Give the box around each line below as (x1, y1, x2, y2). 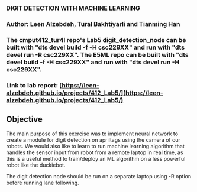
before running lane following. (6, 179, 79, 186)
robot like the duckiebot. (6, 161, 66, 168)
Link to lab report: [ (6, 81, 62, 89)
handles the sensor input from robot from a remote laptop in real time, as (6, 149, 183, 156)
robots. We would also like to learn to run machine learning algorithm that (6, 142, 185, 149)
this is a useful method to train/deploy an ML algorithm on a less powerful (6, 155, 186, 162)
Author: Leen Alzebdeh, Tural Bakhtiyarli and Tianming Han (6, 19, 180, 28)
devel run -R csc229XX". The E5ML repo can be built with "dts (6, 50, 189, 58)
